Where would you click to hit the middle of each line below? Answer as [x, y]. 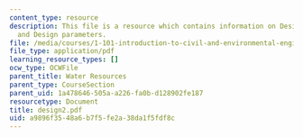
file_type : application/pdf [62, 51]
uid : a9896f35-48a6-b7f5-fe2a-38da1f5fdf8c [92, 118]
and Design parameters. [62, 34]
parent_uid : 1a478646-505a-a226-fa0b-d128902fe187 [106, 93]
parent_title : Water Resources [68, 77]
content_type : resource [54, 18]
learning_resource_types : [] [64, 59]
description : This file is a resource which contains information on [143, 26]
